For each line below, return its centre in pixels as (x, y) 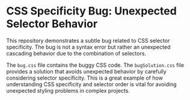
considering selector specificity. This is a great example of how (85, 78)
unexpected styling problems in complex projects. (68, 90)
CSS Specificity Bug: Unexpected (92, 11)
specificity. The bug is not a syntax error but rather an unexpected (88, 47)
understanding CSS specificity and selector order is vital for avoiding (91, 84)
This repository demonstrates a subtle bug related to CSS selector (88, 40)
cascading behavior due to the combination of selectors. (76, 53)
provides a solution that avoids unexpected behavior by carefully (86, 71)
